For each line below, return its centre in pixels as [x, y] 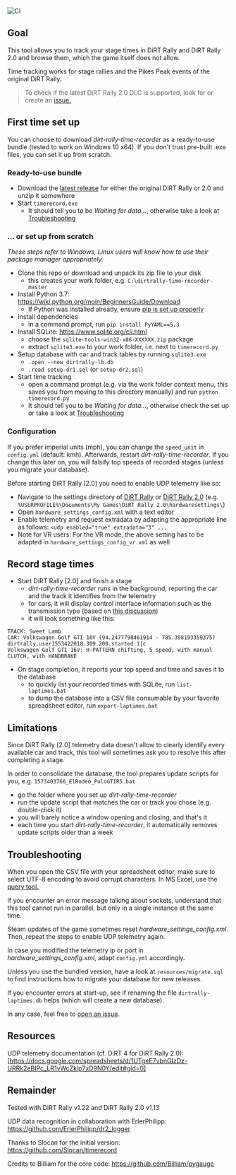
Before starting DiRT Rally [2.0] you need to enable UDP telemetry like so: [114, 483]
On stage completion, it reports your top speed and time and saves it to [121, 670]
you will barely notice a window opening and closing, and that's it [112, 817]
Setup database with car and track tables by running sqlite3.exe [112, 354]
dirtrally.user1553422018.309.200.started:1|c [77, 644]
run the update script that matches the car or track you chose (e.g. [114, 802]
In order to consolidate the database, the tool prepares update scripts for [113, 773]
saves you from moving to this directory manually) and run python [123, 392]
